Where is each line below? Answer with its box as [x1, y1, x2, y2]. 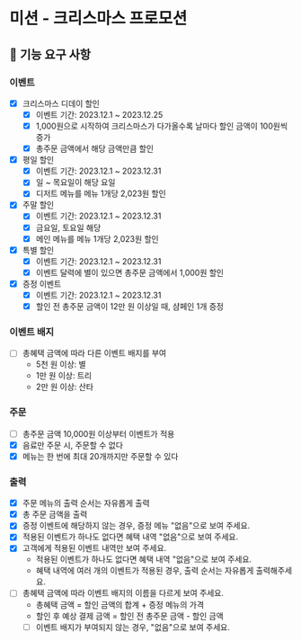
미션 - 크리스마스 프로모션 [9, 8, 188, 29]
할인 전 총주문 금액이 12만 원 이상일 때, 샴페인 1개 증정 [35, 300, 225, 311]
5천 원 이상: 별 [35, 359, 87, 369]
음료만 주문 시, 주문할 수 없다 [22, 440, 124, 450]
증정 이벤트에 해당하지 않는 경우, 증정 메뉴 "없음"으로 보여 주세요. [22, 521, 251, 531]
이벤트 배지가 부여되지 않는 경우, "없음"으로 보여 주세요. [35, 621, 231, 632]
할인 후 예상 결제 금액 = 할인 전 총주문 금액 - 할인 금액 [35, 610, 225, 621]
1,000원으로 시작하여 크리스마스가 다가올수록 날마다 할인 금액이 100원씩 [35, 120, 288, 131]
